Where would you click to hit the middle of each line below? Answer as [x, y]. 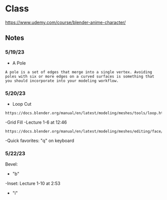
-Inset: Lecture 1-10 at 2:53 [33, 184]
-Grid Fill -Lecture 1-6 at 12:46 [36, 122]
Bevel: [12, 164]
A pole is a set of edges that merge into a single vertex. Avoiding [79, 72]
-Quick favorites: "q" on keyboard [40, 140]
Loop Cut [22, 104]
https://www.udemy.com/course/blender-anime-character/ [65, 22]
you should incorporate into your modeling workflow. [62, 81]
